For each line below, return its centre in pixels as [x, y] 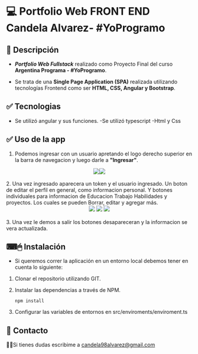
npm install [29, 301]
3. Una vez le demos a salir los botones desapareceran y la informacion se [97, 222]
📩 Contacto [27, 331]
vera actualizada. [27, 228]
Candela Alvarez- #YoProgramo [86, 28]
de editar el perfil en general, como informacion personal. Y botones [89, 190]
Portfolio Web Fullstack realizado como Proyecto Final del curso [94, 64]
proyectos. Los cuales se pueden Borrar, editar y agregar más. [82, 202]
